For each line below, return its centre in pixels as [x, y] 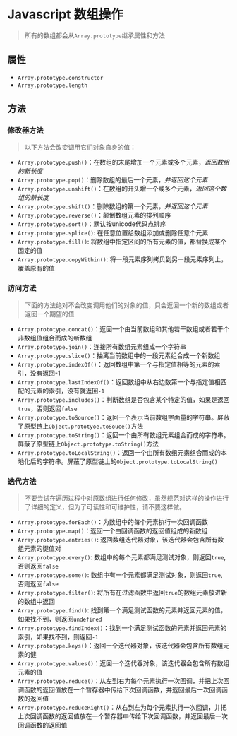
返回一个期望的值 [49, 314]
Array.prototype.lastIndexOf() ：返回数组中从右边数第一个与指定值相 [119, 381]
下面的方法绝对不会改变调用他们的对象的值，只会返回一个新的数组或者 [127, 305]
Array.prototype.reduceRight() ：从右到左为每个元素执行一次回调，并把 [122, 708]
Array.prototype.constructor [60, 78]
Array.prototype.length [53, 85]
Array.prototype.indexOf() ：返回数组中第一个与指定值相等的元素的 [116, 364]
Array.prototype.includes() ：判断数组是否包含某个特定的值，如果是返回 [123, 399]
